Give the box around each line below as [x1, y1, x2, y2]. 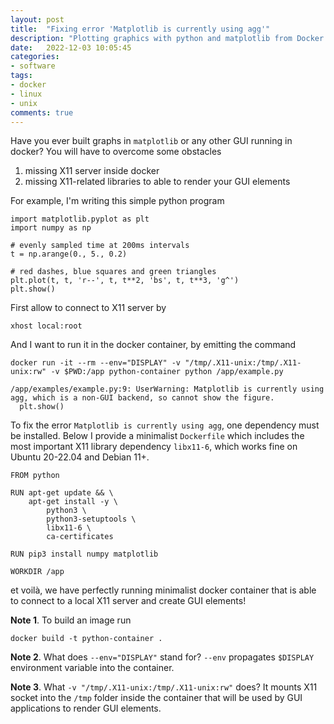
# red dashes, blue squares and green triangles [10, 267, 217, 277]
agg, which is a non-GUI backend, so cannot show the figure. [10, 393, 275, 403]
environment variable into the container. [10, 662, 175, 674]
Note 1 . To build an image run [10, 614, 132, 626]
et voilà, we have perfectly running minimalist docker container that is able [10, 584, 317, 596]
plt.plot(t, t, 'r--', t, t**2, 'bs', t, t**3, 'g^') [10, 276, 240, 286]
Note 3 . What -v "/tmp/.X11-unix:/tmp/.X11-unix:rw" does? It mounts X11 [10, 681, 318, 693]
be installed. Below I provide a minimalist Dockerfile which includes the [10, 430, 305, 442]
